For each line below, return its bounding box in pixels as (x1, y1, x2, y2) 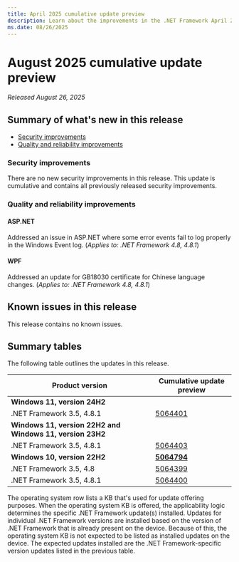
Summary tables (7, 340, 83, 353)
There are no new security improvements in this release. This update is (7, 174, 216, 182)
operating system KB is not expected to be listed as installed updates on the (7, 531, 230, 540)
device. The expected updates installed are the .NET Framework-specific (7, 539, 222, 548)
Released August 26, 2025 (7, 93, 85, 102)
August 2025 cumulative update (7, 54, 203, 71)
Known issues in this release (7, 301, 137, 313)
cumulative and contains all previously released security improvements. (7, 182, 218, 190)
